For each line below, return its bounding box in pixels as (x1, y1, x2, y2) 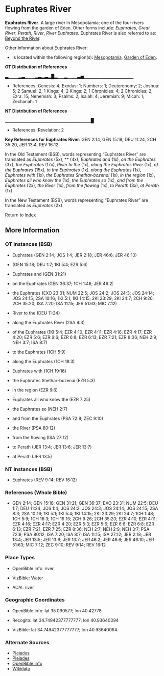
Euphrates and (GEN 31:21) (12, 271, 67, 277)
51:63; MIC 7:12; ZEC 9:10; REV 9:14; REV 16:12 (12, 542, 106, 548)
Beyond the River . (5, 35, 41, 41)
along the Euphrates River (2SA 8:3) (12, 319, 85, 325)
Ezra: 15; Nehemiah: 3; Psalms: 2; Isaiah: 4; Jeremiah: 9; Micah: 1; (12, 93, 144, 99)
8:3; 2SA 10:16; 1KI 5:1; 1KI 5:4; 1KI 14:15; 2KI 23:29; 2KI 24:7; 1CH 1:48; (12, 511, 155, 517)
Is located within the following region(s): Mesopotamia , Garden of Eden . (12, 54, 158, 60)
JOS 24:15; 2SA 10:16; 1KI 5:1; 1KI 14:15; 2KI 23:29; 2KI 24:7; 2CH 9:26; (12, 295, 154, 301)
